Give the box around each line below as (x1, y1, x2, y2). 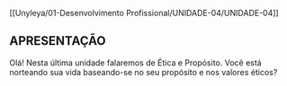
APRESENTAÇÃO (9, 33, 106, 48)
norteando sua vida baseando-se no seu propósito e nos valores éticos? (9, 66, 278, 77)
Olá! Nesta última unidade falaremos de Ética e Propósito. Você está (9, 57, 263, 68)
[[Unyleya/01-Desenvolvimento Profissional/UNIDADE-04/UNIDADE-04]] (9, 8, 279, 18)
